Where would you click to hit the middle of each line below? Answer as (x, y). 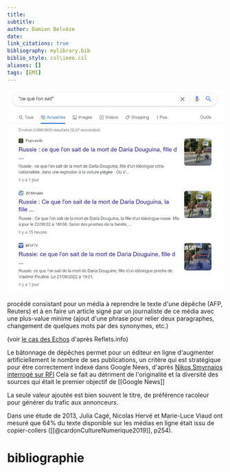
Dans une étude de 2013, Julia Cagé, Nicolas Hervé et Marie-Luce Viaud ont (115, 416)
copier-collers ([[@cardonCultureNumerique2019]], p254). (90, 431)
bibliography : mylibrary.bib (49, 51)
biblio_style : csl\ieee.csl (47, 58)
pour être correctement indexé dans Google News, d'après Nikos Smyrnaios (115, 367)
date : (15, 36)
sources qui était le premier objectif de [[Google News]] (86, 382)
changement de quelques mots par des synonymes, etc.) (88, 326)
